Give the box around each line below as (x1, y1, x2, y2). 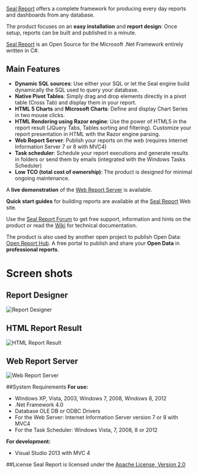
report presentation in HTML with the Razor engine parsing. (14, 130, 161, 137)
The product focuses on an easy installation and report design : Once (6, 23, 178, 30)
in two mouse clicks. (14, 111, 65, 118)
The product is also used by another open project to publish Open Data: (6, 233, 181, 240)
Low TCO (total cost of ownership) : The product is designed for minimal (14, 168, 193, 175)
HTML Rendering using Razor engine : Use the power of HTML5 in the (14, 118, 187, 125)
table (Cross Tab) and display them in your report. (14, 99, 137, 106)
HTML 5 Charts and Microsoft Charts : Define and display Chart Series (14, 105, 188, 112)
